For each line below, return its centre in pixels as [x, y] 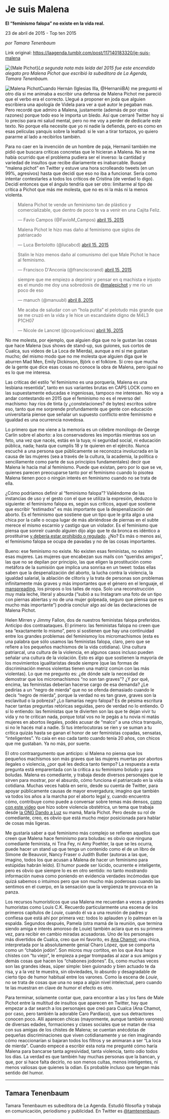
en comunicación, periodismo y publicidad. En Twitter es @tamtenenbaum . [83, 1111]
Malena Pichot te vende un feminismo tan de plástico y [74, 204]
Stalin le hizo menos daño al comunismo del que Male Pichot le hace [89, 254]
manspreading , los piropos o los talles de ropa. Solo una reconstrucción [80, 589]
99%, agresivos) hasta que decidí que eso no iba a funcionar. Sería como [81, 173]
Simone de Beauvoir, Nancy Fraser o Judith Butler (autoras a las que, [77, 854]
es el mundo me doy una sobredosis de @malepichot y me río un [85, 285]
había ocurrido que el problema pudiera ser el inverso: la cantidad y [75, 157]
